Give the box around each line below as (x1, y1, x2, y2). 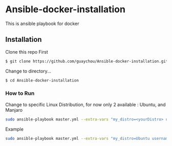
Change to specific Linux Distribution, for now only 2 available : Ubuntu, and (5, 101, 166, 108)
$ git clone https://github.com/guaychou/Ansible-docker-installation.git (5, 59, 168, 64)
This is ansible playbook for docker (5, 20, 79, 27)
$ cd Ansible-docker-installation (5, 78, 79, 83)
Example (5, 126, 24, 132)
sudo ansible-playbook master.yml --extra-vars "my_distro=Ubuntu (5, 136, 150, 141)
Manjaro (5, 107, 23, 113)
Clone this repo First (5, 48, 48, 55)
